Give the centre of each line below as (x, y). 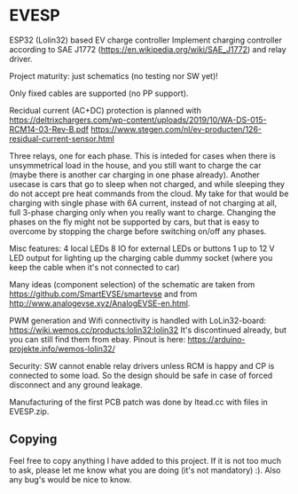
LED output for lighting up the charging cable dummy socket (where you (141, 257)
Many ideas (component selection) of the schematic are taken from (132, 284)
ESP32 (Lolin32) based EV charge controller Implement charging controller (145, 40)
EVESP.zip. (29, 411)
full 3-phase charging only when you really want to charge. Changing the (143, 212)
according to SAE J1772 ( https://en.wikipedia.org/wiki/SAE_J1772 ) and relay (148, 49)
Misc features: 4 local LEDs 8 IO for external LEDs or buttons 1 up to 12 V (142, 248)
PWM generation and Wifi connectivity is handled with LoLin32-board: (138, 320)
